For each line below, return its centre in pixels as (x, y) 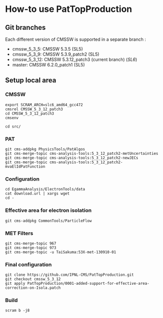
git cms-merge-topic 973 (31, 248)
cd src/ (13, 127)
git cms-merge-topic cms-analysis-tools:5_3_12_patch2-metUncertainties (82, 153)
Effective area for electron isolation (48, 210)
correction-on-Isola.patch (33, 288)
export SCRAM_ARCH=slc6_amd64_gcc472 (44, 105)
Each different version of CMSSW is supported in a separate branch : (76, 39)
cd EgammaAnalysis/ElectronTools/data (45, 190)
